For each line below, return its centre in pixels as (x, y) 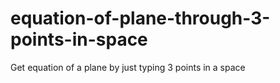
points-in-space (79, 39)
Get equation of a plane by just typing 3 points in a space (128, 67)
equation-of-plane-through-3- (140, 18)
